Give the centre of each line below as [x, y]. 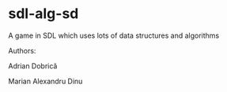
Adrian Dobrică [33, 66]
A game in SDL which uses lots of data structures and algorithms [114, 35]
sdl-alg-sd [44, 14]
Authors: [22, 50]
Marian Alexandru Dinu [45, 81]
